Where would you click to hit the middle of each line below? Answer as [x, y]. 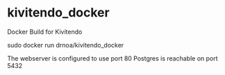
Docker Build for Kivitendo [45, 32]
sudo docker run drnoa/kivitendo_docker [66, 45]
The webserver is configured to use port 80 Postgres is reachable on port [112, 58]
